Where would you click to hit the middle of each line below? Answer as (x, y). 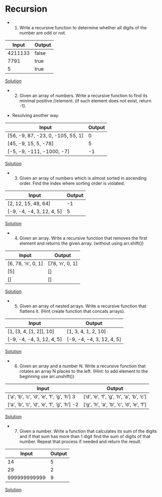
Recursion (26, 9)
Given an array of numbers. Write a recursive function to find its (83, 96)
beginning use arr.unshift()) (47, 376)
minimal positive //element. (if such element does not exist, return (85, 100)
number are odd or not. (43, 33)
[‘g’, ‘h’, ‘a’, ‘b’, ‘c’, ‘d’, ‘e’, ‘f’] (115, 404)
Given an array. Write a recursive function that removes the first (83, 238)
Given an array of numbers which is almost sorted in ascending (83, 178)
